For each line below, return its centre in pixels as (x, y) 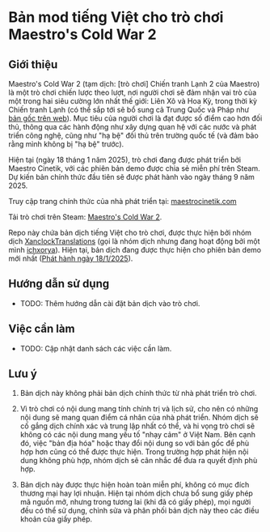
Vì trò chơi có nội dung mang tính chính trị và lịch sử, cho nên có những (139, 409)
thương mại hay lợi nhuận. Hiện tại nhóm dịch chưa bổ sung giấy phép (136, 493)
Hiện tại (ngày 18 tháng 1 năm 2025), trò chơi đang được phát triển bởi (124, 160)
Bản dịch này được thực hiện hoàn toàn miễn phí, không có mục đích (135, 485)
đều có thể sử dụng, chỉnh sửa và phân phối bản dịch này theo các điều (139, 511)
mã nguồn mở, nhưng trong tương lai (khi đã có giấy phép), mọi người (135, 502)
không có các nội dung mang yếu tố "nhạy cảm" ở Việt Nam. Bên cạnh (138, 435)
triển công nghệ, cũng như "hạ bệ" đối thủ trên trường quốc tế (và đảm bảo (133, 135)
